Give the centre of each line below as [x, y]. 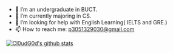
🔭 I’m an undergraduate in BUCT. [56, 9]
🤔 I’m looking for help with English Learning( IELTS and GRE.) [91, 22]
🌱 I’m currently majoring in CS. [53, 16]
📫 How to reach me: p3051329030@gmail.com [75, 29]
